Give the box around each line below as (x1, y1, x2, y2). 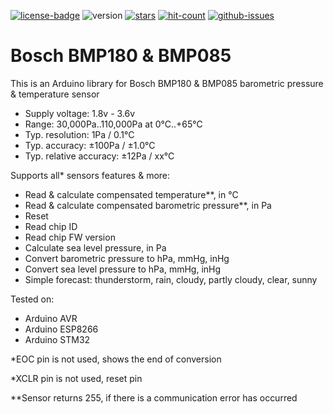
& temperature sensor (10, 88, 100, 100)
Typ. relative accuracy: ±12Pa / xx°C (24, 150, 175, 162)
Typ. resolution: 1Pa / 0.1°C (24, 128, 135, 140)
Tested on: (10, 293, 55, 305)
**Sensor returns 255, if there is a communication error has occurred (10, 391, 298, 404)
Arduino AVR (24, 312, 78, 324)
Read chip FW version (24, 231, 116, 243)
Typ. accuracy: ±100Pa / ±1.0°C (24, 139, 156, 151)
